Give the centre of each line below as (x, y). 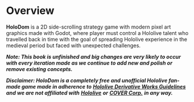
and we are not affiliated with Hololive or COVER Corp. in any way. (90, 93)
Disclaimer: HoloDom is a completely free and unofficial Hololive (87, 80)
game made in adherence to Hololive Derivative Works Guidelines (104, 86)
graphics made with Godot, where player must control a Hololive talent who (97, 33)
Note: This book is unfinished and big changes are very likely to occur (93, 57)
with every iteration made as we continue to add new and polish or (89, 63)
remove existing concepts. (39, 69)
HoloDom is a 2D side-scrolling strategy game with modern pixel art (89, 27)
